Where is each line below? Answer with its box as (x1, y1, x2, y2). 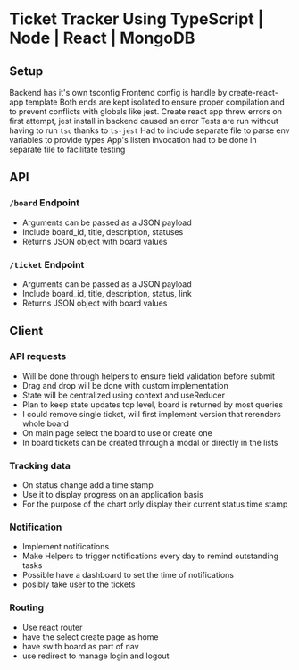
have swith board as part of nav (21, 641, 140, 651)
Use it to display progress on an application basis (21, 489, 203, 499)
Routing (9, 601, 45, 614)
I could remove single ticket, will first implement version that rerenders (21, 408, 281, 419)
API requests (9, 350, 67, 363)
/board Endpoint (9, 197, 80, 209)
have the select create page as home (21, 631, 159, 642)
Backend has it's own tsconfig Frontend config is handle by (9, 88, 228, 97)
